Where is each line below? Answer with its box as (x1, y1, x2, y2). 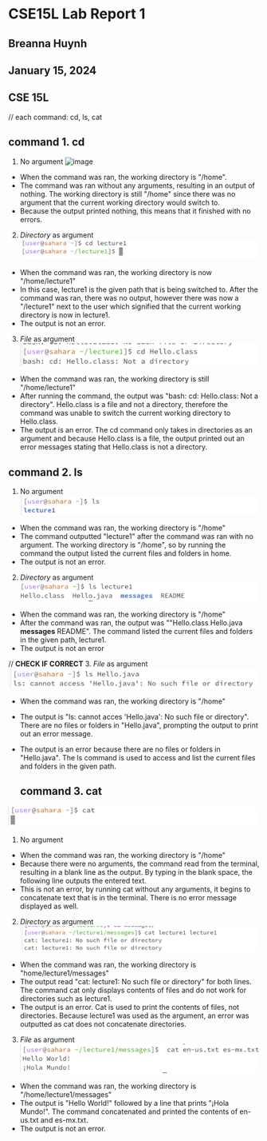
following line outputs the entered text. (19, 876, 147, 886)
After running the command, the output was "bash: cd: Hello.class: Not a (19, 391, 259, 401)
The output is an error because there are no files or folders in (19, 744, 221, 754)
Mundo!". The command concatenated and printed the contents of (19, 1107, 238, 1116)
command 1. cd (8, 135, 85, 149)
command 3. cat (19, 784, 102, 798)
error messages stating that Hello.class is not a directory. (19, 442, 208, 452)
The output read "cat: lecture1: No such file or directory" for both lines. (19, 977, 253, 987)
